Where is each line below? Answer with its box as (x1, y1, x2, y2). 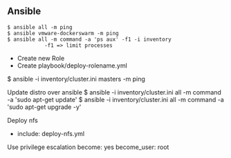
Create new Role (17, 54, 65, 62)
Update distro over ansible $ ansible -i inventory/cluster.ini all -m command (7, 88, 221, 96)
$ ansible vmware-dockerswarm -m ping (7, 30, 119, 37)
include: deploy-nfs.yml (17, 129, 85, 137)
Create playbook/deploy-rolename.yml (17, 61, 128, 70)
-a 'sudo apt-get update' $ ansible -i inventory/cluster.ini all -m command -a (7, 95, 225, 103)
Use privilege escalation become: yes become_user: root (7, 143, 169, 151)
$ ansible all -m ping (7, 23, 73, 30)
